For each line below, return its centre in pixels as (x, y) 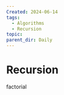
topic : (14, 34)
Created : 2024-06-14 (32, 12)
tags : (13, 18)
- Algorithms (28, 23)
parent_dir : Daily (29, 40)
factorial (17, 87)
